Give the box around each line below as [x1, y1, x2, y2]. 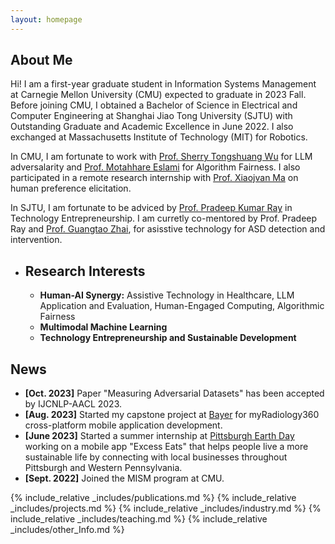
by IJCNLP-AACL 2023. [24, 398, 123, 410]
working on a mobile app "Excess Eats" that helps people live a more [24, 441, 309, 453]
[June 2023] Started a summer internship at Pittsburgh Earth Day [24, 430, 295, 442]
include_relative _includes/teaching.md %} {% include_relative [10, 513, 268, 525]
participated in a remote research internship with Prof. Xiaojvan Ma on [10, 172, 299, 184]
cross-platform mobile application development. [24, 419, 223, 431]
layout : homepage [10, 14, 83, 25]
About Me [10, 52, 73, 69]
